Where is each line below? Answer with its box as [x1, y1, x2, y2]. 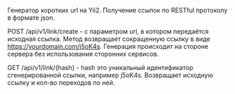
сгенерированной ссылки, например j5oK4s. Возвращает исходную [7, 71, 214, 79]
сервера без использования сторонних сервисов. [7, 49, 159, 58]
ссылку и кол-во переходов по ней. [7, 78, 115, 87]
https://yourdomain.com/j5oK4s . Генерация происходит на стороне [7, 42, 209, 50]
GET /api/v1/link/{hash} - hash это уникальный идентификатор [7, 64, 193, 71]
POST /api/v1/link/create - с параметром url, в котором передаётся [7, 28, 209, 35]
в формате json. [7, 13, 55, 22]
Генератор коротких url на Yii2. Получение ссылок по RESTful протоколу [7, 6, 228, 14]
